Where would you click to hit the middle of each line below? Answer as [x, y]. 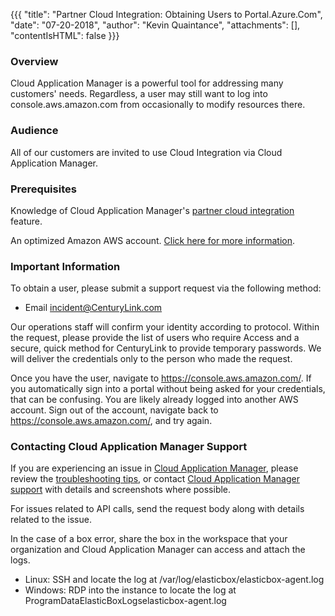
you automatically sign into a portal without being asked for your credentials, [168, 389]
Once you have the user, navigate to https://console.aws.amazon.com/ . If [161, 378]
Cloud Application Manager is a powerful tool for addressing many [147, 83]
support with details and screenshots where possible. [121, 490]
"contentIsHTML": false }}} [65, 35]
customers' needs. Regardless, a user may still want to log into [139, 94]
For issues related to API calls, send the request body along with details [157, 509]
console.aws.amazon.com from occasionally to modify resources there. [158, 105]
